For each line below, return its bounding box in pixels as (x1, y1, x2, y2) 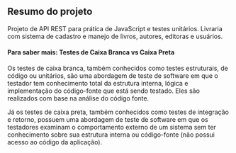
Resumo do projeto (7, 6, 93, 18)
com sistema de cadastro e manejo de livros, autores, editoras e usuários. (7, 32, 223, 40)
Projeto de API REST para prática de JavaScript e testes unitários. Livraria (7, 24, 223, 33)
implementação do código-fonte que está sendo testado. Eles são (7, 86, 201, 95)
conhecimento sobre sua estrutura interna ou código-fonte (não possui (7, 130, 215, 139)
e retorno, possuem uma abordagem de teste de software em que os (7, 115, 208, 124)
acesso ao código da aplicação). (7, 138, 103, 147)
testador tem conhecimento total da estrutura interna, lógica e (7, 79, 189, 88)
